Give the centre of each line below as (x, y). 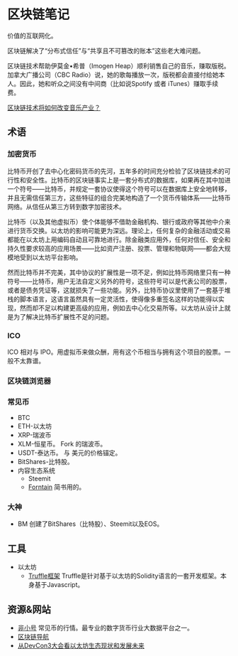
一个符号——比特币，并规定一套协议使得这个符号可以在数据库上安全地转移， (119, 188)
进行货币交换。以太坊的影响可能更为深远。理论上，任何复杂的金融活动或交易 (119, 230)
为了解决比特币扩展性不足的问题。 (63, 316)
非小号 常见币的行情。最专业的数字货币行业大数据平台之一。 (105, 628)
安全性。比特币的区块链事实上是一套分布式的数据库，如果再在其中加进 (128, 180)
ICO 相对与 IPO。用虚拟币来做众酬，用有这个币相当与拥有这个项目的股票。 (116, 352)
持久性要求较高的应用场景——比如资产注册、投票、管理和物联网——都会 (113, 248)
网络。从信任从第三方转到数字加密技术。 (66, 206)
